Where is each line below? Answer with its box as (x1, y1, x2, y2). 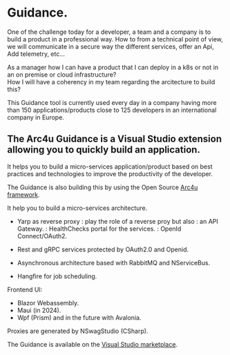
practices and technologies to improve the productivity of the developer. (7, 169, 213, 177)
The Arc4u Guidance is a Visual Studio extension (7, 133, 222, 145)
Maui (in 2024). (17, 306, 61, 314)
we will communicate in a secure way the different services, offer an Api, (7, 42, 214, 50)
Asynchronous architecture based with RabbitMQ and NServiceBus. (17, 258, 211, 267)
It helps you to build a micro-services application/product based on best (7, 162, 213, 171)
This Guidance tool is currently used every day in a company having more (7, 98, 217, 106)
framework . (7, 190, 40, 198)
